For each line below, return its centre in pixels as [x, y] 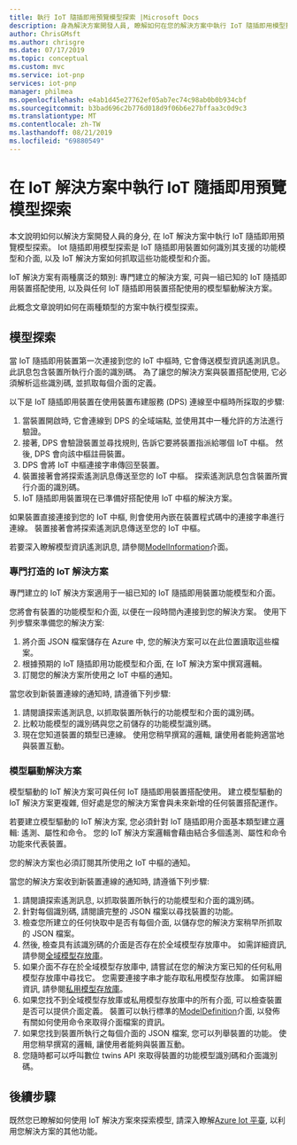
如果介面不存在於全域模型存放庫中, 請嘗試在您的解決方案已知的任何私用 [152, 967]
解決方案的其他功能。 [63, 1131]
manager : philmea [41, 91]
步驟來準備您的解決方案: [61, 622]
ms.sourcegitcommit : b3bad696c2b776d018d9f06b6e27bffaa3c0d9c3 [128, 108]
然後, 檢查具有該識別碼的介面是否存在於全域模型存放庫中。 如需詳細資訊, [154, 945]
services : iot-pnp [43, 83]
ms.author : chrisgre [47, 42]
